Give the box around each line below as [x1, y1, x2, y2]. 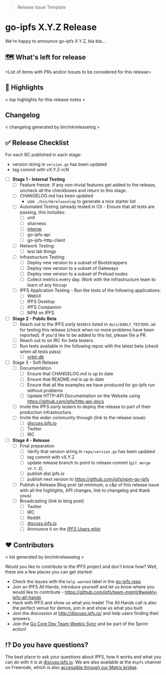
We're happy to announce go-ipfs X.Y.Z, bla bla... [5, 38, 106, 44]
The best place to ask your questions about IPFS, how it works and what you [5, 654, 162, 660]
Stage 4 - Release [12, 437, 50, 443]
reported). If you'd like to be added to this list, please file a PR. [19, 332, 147, 338]
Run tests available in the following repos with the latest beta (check [19, 343, 159, 349]
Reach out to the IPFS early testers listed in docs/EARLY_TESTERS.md [19, 321, 156, 327]
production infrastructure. [19, 409, 73, 415]
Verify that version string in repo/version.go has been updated [27, 448, 155, 454]
